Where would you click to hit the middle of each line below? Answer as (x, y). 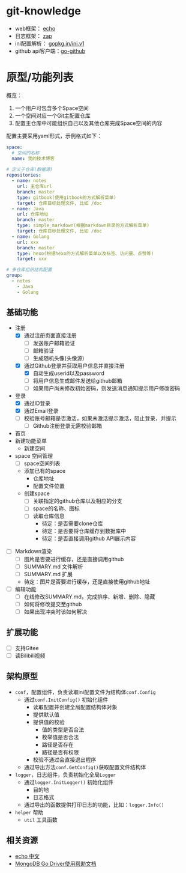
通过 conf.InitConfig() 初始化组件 (66, 699)
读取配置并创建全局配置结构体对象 (75, 707)
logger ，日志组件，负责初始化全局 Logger (65, 774)
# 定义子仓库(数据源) (29, 169)
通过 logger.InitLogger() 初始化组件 (69, 782)
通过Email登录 (41, 411)
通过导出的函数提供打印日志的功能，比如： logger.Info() (94, 805)
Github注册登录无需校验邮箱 (67, 426)
